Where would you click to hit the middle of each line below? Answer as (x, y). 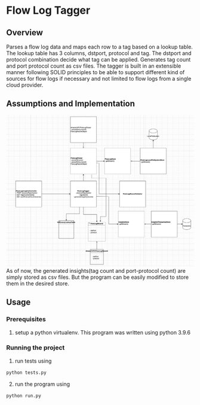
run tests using (33, 361)
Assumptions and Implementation (71, 104)
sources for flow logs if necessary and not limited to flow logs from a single (99, 79)
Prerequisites (26, 319)
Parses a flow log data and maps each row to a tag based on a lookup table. (99, 47)
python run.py (24, 395)
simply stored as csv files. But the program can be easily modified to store (98, 277)
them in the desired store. (38, 283)
